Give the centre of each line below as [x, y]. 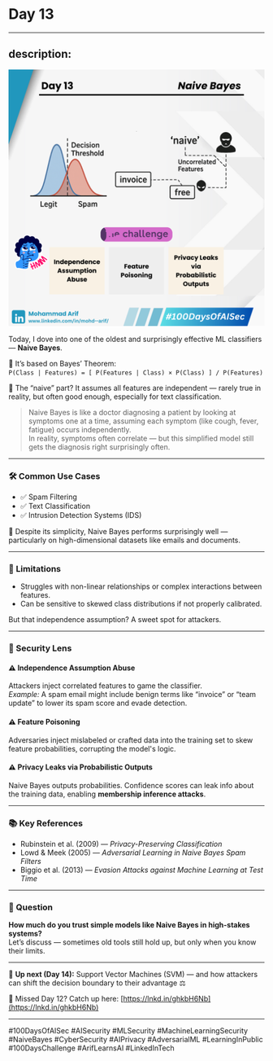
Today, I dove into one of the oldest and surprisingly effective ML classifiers [135, 339]
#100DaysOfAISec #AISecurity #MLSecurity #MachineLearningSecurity [128, 1031]
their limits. [27, 951]
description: [40, 54]
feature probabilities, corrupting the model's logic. [92, 748]
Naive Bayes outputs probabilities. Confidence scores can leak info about [131, 785]
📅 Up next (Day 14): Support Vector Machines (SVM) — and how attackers [133, 975]
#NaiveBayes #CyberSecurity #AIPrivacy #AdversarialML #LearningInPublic [136, 1040]
